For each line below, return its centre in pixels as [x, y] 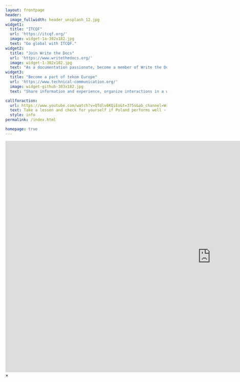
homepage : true [22, 129]
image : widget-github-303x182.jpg [47, 86]
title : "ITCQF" [26, 29]
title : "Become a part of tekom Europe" [54, 77]
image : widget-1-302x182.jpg [41, 63]
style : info [23, 115]
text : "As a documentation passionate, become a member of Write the [86, 67]
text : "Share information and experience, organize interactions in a [87, 91]
